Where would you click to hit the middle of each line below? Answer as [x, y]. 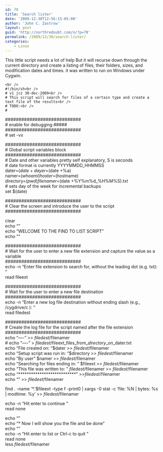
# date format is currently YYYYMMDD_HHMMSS [55, 165]
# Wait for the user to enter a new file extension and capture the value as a [80, 251]
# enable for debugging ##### [36, 124]
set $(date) [16, 191]
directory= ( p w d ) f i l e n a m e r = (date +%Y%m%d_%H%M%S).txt [67, 181]
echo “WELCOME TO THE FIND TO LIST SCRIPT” [54, 231]
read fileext [17, 277]
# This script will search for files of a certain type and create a [77, 97]
